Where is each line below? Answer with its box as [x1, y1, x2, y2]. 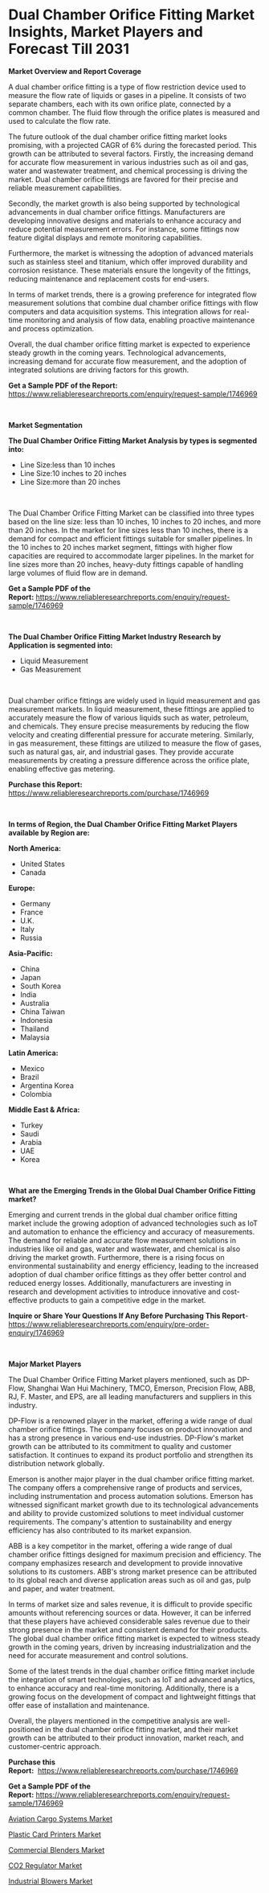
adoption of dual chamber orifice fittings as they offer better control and [8, 1269, 247, 1279]
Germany [19, 898, 51, 908]
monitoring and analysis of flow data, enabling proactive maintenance [24, 315, 255, 325]
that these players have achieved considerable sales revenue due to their [8, 1616, 251, 1626]
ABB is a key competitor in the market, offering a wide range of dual [8, 1541, 233, 1550]
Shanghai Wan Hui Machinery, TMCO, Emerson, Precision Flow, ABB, [27, 1383, 255, 1393]
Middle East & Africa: [8, 1104, 80, 1115]
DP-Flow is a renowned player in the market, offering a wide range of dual [8, 1415, 253, 1425]
